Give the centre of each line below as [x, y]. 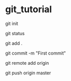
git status [15, 33]
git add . [14, 43]
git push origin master [28, 73]
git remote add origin [27, 63]
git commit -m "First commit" [35, 53]
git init [12, 23]
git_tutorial [29, 9]
